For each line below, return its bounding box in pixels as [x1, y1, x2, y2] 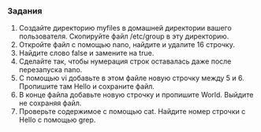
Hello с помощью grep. [18, 115, 96, 125]
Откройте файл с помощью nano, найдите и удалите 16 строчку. [18, 40, 236, 49]
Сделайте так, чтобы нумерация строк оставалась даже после [18, 57, 232, 66]
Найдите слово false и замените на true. [18, 49, 155, 58]
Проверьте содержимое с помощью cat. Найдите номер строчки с [18, 107, 246, 116]
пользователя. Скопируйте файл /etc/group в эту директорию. [18, 31, 229, 41]
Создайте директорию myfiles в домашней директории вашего [18, 24, 232, 33]
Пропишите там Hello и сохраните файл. [18, 82, 155, 91]
